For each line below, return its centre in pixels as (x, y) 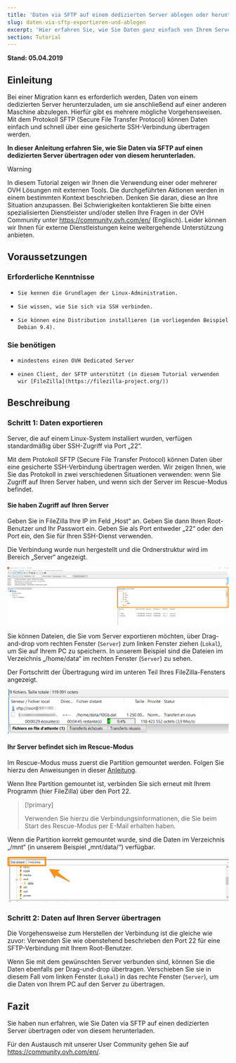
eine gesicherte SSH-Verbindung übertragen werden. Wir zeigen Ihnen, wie (117, 467)
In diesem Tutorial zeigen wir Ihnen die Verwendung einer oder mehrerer (112, 183)
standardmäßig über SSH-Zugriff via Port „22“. (75, 446)
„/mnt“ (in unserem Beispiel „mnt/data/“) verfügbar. (81, 847)
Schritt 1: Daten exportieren (55, 423)
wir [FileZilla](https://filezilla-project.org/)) (93, 382)
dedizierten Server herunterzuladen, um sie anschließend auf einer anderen (117, 105)
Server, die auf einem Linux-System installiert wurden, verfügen (100, 438)
